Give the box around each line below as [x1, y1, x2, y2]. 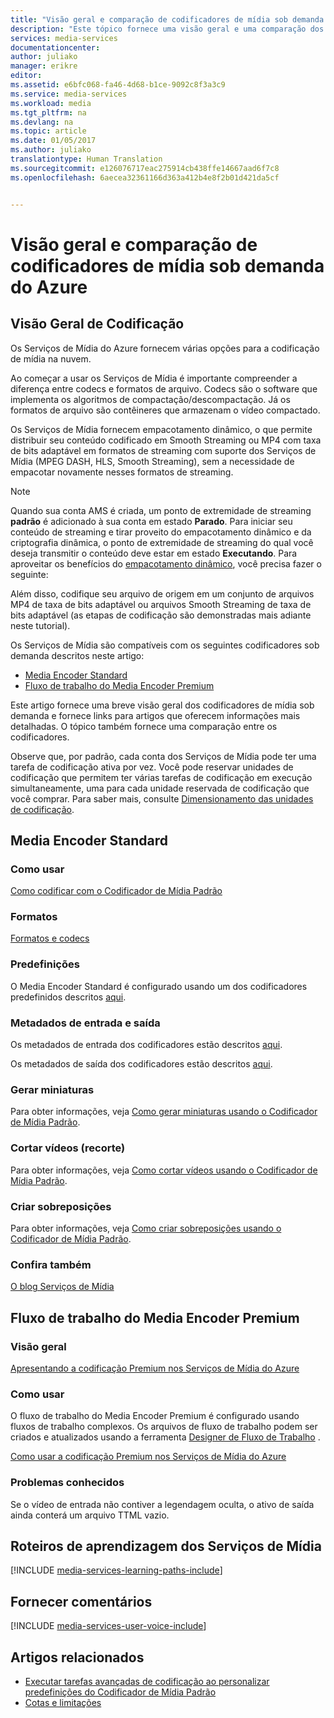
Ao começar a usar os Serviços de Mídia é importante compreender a [10, 372, 298, 384]
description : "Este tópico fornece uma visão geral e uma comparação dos [10, 24, 325, 34]
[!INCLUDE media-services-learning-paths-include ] [10, 1564, 223, 1576]
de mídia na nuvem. [10, 352, 92, 365]
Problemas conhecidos [10, 1476, 125, 1490]
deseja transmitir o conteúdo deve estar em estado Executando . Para [10, 547, 298, 559]
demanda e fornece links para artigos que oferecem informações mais [10, 709, 301, 721]
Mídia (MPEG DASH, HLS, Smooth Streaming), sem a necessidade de [10, 455, 295, 467]
